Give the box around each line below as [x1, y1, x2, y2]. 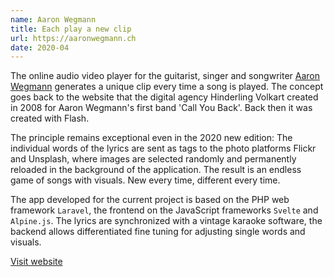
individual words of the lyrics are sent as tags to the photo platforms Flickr [10, 142, 317, 155]
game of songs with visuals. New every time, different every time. [10, 174, 281, 186]
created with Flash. [10, 112, 90, 125]
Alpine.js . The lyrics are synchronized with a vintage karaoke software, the [10, 215, 323, 227]
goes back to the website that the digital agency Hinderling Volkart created [10, 91, 319, 103]
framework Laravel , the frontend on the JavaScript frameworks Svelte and [10, 204, 319, 216]
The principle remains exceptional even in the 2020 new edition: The [10, 132, 293, 144]
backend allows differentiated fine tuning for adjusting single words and [10, 226, 306, 238]
